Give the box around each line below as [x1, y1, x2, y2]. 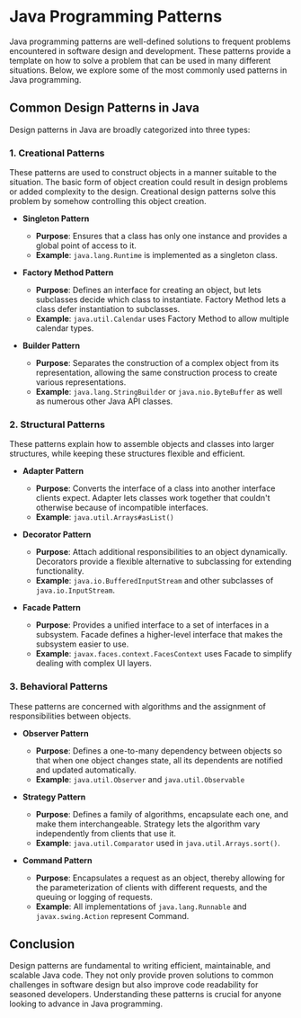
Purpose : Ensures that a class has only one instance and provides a [35, 231, 288, 242]
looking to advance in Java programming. [9, 998, 164, 1009]
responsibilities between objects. [9, 710, 132, 721]
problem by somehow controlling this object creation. [9, 196, 207, 207]
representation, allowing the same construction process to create [35, 367, 278, 379]
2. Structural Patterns [9, 418, 106, 431]
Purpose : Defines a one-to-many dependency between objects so [35, 745, 283, 756]
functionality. [35, 566, 84, 576]
